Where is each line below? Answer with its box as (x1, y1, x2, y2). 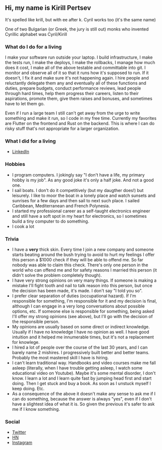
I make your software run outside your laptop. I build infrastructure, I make (5, 54, 153, 60)
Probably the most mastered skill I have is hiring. (12, 355, 109, 360)
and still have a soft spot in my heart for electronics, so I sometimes (12, 213, 147, 219)
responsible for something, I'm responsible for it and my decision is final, (12, 298, 157, 304)
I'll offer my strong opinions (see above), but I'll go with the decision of (12, 314, 153, 319)
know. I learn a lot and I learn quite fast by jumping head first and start (12, 375, 152, 381)
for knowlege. (12, 339, 40, 345)
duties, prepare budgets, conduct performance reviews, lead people (5, 85, 141, 91)
